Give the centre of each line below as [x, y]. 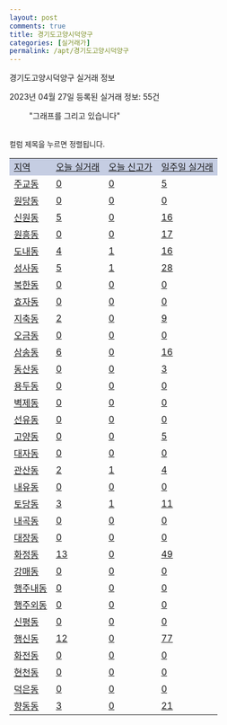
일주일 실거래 [187, 167]
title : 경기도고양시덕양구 [51, 34]
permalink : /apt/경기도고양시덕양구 [70, 51]
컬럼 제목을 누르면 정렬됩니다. [57, 144]
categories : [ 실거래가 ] [50, 43]
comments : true [38, 26]
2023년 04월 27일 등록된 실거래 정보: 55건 [84, 97]
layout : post [34, 18]
